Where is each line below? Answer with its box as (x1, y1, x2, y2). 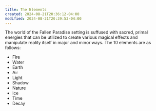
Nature (12, 85, 26, 91)
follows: (5, 45, 21, 51)
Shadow (12, 80, 29, 86)
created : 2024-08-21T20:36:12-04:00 (5, 12, 79, 16)
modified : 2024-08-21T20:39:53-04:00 (5, 16, 82, 21)
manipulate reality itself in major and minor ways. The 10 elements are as (5, 40, 151, 46)
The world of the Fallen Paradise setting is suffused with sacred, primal (5, 30, 148, 35)
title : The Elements (5, 7, 47, 12)
